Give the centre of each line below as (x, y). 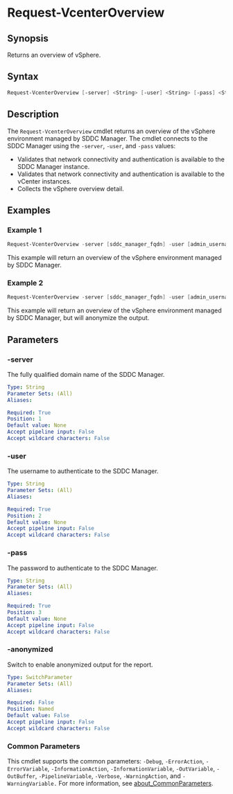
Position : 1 (24, 419)
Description (33, 115)
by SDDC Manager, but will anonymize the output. (78, 318)
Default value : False (38, 716)
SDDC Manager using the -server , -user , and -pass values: (91, 145)
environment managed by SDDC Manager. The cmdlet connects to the (107, 138)
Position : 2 (24, 515)
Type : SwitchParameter (40, 677)
